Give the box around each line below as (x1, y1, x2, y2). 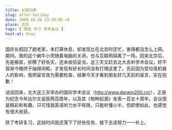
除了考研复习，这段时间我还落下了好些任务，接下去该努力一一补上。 (5, 119, 149, 125)
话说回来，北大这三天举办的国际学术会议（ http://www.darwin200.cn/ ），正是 (5, 89, 166, 95)
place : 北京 (5, 22, 29, 27)
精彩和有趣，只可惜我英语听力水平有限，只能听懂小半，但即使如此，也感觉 (9, 102, 167, 108)
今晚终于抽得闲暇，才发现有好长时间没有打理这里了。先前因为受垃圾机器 (14, 65, 167, 71)
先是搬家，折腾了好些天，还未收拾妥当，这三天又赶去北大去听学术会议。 (5, 59, 158, 65)
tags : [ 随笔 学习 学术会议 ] (5, 27, 64, 32)
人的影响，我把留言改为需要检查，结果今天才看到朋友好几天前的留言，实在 (5, 72, 162, 78)
